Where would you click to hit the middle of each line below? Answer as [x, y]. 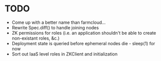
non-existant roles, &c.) [36, 38]
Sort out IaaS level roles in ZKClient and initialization [65, 54]
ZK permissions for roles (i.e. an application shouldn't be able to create [84, 33]
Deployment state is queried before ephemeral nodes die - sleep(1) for [83, 43]
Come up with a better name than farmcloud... [59, 22]
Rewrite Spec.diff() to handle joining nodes [55, 27]
